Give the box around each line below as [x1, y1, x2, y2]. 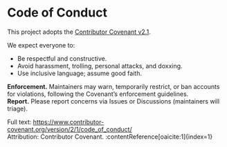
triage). [7, 104, 28, 112]
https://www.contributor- [33, 117, 105, 126]
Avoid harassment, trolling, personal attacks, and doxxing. [17, 61, 183, 70]
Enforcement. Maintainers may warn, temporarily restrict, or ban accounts [7, 82, 220, 90]
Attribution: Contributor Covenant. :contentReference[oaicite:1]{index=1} [7, 133, 213, 141]
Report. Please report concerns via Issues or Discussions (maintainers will [7, 97, 220, 105]
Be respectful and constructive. [17, 54, 107, 63]
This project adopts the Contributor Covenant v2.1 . [7, 28, 151, 36]
